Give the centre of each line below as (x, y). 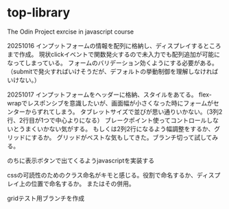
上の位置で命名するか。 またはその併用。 (77, 184)
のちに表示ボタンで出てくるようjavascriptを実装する (81, 160)
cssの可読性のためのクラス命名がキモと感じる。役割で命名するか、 (102, 175)
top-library (39, 13)
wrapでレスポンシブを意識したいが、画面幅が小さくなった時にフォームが (110, 103)
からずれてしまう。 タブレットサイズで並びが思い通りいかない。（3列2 (124, 112)
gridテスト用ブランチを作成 (46, 198)
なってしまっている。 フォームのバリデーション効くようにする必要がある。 (112, 62)
